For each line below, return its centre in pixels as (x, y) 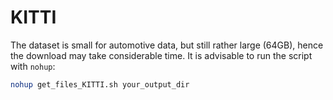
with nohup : (33, 66)
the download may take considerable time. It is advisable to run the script (161, 55)
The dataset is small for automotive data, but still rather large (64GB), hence (167, 45)
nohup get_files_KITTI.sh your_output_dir (100, 84)
